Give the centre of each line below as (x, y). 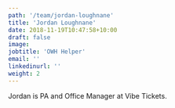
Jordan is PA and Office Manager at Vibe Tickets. (87, 95)
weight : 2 (24, 74)
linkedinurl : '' (35, 67)
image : (19, 45)
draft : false (29, 37)
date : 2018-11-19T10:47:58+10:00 (63, 30)
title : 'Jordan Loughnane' (52, 23)
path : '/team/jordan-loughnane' (61, 15)
